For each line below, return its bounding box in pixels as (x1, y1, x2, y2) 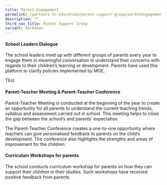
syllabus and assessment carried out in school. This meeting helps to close (5, 110, 159, 117)
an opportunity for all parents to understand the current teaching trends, (5, 105, 153, 111)
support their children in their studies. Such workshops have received (5, 169, 148, 175)
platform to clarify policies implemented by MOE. (5, 68, 105, 74)
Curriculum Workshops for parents (5, 152, 79, 159)
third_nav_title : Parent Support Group (5, 21, 88, 26)
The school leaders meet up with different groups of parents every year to (5, 52, 157, 58)
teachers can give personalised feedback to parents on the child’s (5, 130, 140, 136)
